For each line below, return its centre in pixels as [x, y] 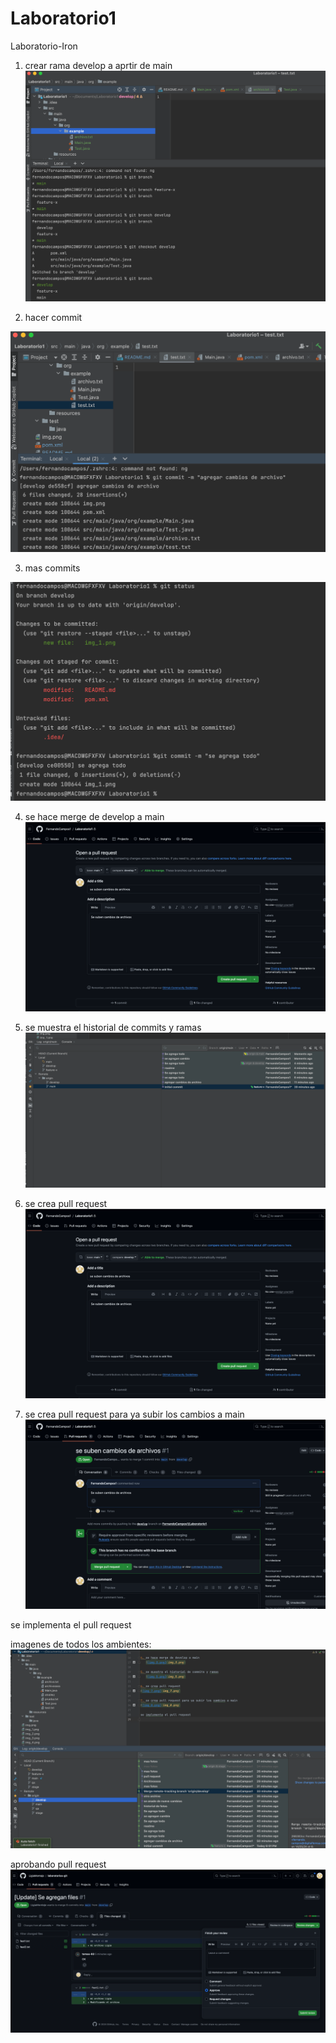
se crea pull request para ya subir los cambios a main [134, 1414]
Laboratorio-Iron [44, 46]
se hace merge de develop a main [94, 816]
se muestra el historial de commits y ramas [113, 1027]
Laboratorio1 [63, 18]
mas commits [52, 568]
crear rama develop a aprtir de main [98, 65]
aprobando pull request [58, 1864]
